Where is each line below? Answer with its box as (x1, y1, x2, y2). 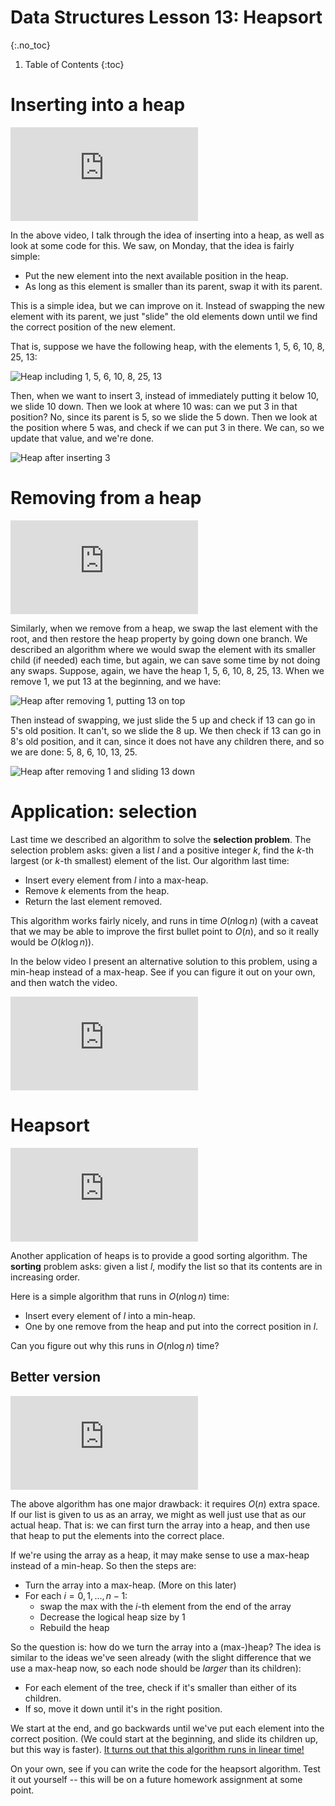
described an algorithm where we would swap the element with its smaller (10, 643, 317, 655)
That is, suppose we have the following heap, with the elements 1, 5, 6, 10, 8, (10, 340, 325, 352)
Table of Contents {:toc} (24, 58, 125, 70)
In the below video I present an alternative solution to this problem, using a (10, 955, 318, 967)
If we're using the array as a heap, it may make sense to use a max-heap (10, 1549, 310, 1561)
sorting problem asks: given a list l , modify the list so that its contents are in (10, 1260, 323, 1272)
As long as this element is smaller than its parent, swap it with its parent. (24, 280, 323, 292)
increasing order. (10, 1271, 81, 1283)
